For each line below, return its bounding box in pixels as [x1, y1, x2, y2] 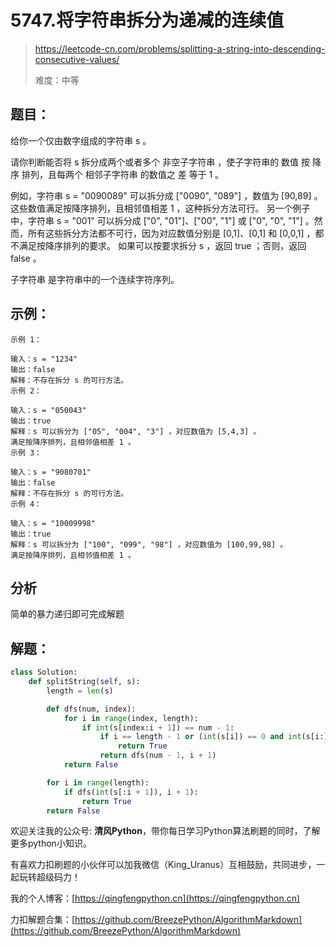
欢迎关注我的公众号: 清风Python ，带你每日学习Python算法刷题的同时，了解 [10, 825, 321, 837]
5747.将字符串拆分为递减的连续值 [10, 9, 285, 32]
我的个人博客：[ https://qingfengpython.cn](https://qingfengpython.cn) [10, 892, 301, 905]
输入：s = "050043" [10, 405, 87, 415]
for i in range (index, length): [63, 713, 199, 723]
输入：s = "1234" [10, 354, 78, 364]
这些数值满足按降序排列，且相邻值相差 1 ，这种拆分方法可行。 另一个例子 [10, 202, 311, 214]
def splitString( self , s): [28, 677, 141, 687]
